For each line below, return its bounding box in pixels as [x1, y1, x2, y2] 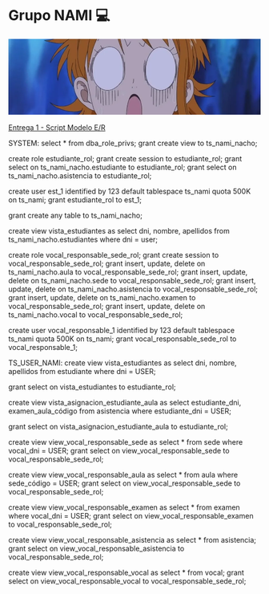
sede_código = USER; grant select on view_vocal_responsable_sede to [8, 478, 241, 488]
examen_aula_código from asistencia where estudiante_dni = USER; [8, 406, 232, 416]
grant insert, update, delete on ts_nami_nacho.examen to [8, 293, 196, 303]
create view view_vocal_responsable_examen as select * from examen [8, 502, 240, 512]
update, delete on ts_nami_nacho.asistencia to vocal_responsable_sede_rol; [8, 284, 259, 294]
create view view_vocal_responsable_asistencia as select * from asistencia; [8, 535, 257, 545]
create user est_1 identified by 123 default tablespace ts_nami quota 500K [8, 186, 251, 197]
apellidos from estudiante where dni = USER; [8, 367, 156, 376]
